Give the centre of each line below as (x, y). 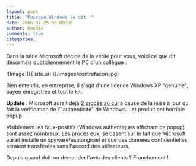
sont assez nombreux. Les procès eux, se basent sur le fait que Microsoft (96, 133)
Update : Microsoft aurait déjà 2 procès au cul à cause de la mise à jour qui (98, 103)
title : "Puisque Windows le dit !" (50, 17)
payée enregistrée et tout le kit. (44, 92)
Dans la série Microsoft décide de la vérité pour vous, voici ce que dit (91, 56)
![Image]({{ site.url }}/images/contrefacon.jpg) (63, 74)
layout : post (22, 12)
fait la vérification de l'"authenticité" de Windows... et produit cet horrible (96, 109)
